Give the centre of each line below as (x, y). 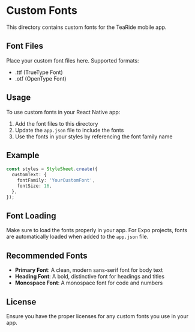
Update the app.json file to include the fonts (69, 130)
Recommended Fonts (47, 255)
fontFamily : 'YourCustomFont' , (56, 180)
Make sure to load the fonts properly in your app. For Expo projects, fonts (97, 230)
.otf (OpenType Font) (41, 78)
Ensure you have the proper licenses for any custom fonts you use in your (97, 316)
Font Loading (31, 216)
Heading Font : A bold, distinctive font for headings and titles (90, 277)
